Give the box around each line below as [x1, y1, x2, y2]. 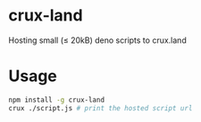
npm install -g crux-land [8, 95, 105, 104]
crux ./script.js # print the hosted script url [8, 103, 193, 112]
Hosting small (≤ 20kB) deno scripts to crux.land [8, 35, 187, 45]
